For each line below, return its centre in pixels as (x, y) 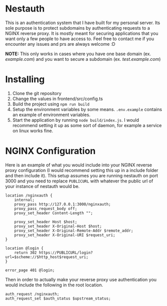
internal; (25, 200)
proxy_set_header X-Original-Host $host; (58, 226)
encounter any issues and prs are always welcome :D (60, 44)
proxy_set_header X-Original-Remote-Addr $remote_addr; (74, 231)
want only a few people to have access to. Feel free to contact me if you (80, 39)
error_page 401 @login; (30, 270)
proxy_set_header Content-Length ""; (54, 213)
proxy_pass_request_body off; (46, 209)
